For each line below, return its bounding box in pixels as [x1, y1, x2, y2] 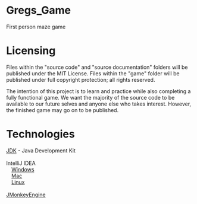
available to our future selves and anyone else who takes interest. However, [6, 100, 192, 107]
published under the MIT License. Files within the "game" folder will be [6, 69, 180, 77]
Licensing [6, 44, 56, 58]
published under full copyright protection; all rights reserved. [6, 76, 155, 83]
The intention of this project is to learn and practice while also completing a [6, 87, 191, 95]
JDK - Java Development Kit [6, 146, 76, 154]
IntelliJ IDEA [6, 160, 36, 167]
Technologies [6, 128, 76, 141]
